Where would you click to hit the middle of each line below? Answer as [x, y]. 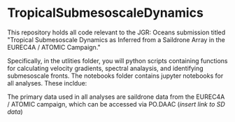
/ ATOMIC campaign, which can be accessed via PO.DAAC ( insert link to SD [116, 104]
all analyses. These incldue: [47, 83]
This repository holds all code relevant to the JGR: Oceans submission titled [116, 32]
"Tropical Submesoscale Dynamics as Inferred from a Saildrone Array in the [116, 39]
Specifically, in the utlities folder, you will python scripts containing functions [117, 60]
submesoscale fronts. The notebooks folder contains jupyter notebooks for [115, 76]
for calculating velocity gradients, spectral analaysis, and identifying [106, 68]
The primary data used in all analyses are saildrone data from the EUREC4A [116, 97]
